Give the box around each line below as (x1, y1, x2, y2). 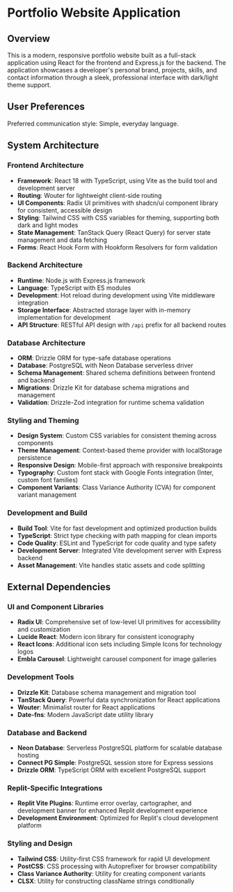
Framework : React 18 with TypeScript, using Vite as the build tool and (17, 176, 218, 185)
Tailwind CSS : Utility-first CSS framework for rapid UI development (17, 854, 210, 863)
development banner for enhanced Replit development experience (17, 806, 208, 815)
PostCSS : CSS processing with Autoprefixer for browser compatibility (17, 862, 218, 870)
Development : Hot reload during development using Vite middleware (17, 291, 216, 299)
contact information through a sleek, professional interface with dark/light (7, 73, 218, 82)
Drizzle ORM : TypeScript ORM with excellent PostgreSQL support (17, 765, 207, 774)
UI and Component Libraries (7, 602, 104, 611)
